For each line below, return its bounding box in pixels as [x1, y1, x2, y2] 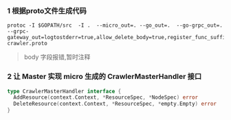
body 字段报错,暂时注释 [23, 53, 91, 61]
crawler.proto [7, 40, 48, 47]
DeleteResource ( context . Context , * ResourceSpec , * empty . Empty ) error [13, 101, 217, 108]
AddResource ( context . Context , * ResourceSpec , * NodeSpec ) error [13, 94, 199, 101]
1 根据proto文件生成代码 [7, 5, 87, 15]
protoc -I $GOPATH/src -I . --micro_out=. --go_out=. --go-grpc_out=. [7, 22, 223, 29]
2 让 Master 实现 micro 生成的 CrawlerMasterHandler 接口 [7, 72, 202, 82]
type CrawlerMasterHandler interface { [7, 88, 122, 95]
